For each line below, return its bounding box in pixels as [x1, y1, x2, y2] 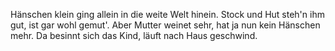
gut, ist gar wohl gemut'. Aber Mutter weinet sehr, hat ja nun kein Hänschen [10, 19, 321, 31]
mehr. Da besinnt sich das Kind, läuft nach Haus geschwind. [10, 30, 258, 41]
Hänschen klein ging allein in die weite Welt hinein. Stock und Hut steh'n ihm [10, 9, 325, 20]
